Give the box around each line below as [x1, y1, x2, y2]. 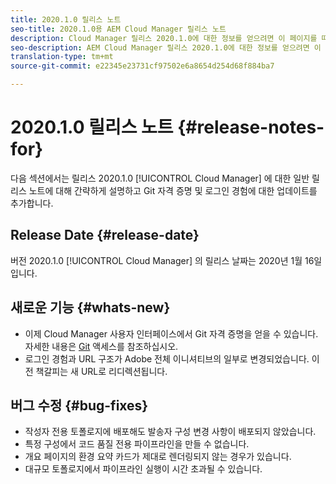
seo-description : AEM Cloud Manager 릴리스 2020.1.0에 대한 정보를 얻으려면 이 [10, 42, 322, 53]
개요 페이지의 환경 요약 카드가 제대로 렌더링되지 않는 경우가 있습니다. [24, 451, 292, 463]
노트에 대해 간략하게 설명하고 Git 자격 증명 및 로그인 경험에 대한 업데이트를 [28, 184, 318, 196]
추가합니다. [10, 197, 54, 209]
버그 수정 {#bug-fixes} [10, 397, 149, 414]
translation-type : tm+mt [10, 52, 114, 62]
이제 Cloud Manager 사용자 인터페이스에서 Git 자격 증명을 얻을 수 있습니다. [24, 327, 319, 340]
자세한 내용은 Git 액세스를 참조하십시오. [24, 340, 179, 352]
